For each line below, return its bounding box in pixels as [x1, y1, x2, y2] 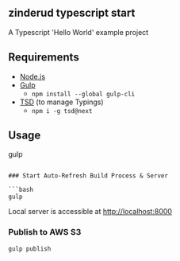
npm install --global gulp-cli [31, 90, 136, 98]
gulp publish [8, 244, 52, 253]
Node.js [19, 72, 46, 81]
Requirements [8, 51, 79, 64]
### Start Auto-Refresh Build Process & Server [8, 172, 169, 180]
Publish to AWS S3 [8, 227, 82, 238]
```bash [8, 186, 34, 194]
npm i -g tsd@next [31, 107, 93, 115]
